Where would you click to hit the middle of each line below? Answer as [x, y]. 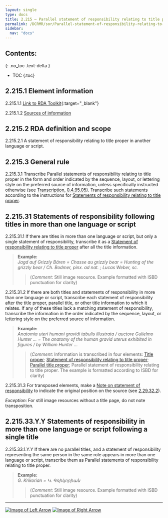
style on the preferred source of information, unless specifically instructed [82, 185]
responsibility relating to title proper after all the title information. [71, 247]
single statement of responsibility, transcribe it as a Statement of [72, 242]
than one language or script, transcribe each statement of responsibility [79, 298]
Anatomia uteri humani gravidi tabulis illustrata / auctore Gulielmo [85, 334]
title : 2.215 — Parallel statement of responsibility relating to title [82, 19]
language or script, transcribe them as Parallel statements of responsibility [82, 460]
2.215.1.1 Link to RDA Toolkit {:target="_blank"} [52, 103]
